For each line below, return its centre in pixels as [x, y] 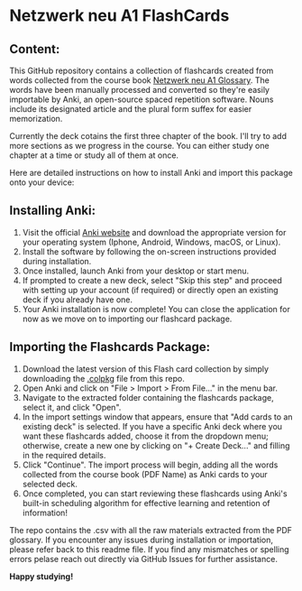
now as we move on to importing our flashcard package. [127, 319]
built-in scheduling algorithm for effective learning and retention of [146, 503]
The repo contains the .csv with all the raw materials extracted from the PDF [151, 530]
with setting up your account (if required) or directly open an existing [150, 290]
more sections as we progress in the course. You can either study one [139, 146]
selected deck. [50, 484]
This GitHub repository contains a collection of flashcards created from [142, 70]
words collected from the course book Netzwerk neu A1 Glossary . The [140, 80]
